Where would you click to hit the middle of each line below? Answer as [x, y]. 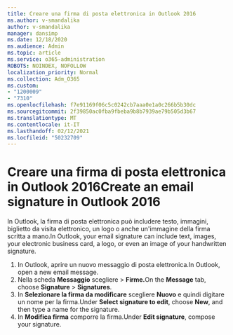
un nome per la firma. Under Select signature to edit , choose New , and [120, 302]
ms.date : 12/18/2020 [38, 40]
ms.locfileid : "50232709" [45, 137]
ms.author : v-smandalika [44, 20]
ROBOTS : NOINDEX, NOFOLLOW [47, 66]
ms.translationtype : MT [42, 118]
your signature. [39, 324]
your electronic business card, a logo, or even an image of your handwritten [117, 244]
